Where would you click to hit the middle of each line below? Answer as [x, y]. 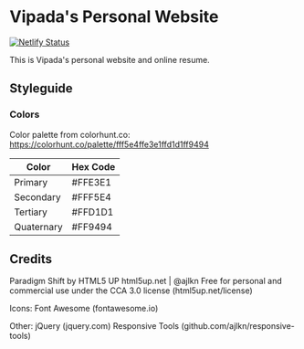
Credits [31, 259]
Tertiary [31, 212]
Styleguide [41, 89]
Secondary [37, 196]
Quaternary [39, 227]
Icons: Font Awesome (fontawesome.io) [84, 309]
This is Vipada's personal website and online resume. [110, 59]
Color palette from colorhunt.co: [70, 134]
